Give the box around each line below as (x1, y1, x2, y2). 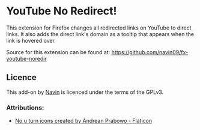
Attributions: (6, 104, 44, 112)
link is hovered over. (6, 37, 56, 44)
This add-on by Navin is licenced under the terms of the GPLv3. (6, 88, 164, 96)
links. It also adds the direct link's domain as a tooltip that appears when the (6, 30, 194, 37)
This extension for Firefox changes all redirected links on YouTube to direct (6, 24, 192, 31)
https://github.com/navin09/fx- (111, 48, 189, 55)
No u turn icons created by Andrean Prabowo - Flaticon (14, 117, 153, 125)
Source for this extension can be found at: (6, 48, 111, 55)
